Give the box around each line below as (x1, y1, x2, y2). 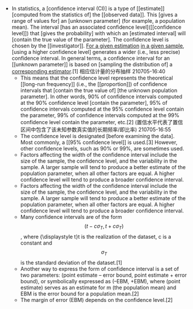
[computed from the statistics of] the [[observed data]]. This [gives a (11, 11, 178, 18)
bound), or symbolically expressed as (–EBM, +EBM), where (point (20, 277, 181, 284)
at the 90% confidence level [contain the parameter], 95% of (20, 99, 168, 106)
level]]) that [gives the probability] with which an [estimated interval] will (11, 30, 186, 37)
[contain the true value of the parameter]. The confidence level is (11, 36, 169, 43)
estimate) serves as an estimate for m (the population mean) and (20, 284, 177, 291)
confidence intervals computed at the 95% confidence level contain (20, 105, 184, 112)
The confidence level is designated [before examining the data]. (20, 133, 175, 139)
